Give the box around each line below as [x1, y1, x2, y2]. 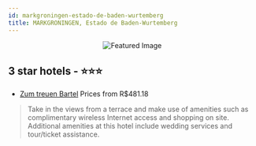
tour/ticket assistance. [27, 129, 100, 139]
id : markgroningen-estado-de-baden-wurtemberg [8, 11, 164, 20]
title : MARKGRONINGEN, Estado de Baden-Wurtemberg [8, 19, 178, 27]
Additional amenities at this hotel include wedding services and [27, 122, 232, 131]
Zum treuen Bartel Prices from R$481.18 [19, 89, 149, 99]
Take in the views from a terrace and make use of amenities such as [27, 104, 249, 114]
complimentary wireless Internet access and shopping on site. [27, 113, 230, 122]
